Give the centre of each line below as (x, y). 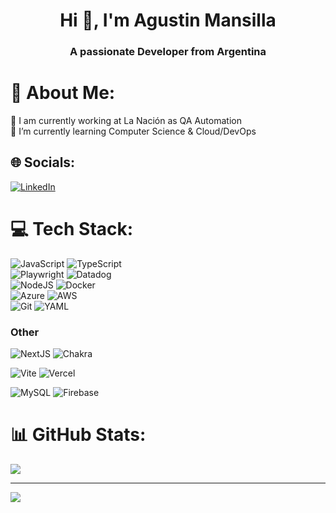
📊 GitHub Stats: (78, 435)
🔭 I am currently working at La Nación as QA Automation (126, 121)
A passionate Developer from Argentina (168, 52)
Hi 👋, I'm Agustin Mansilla (168, 20)
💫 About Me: (63, 93)
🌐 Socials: (43, 162)
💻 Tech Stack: (72, 229)
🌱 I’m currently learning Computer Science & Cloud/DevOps (133, 131)
